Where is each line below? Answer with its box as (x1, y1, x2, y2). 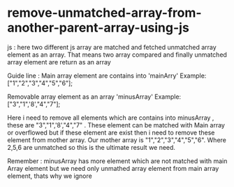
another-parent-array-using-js (7, 20, 190, 36)
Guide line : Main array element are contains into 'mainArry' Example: (7, 71, 207, 80)
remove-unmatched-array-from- (7, 5, 202, 21)
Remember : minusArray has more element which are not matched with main (7, 156, 228, 165)
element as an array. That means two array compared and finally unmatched (7, 50, 227, 59)
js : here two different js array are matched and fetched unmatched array (7, 43, 217, 51)
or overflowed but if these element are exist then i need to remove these (7, 128, 215, 137)
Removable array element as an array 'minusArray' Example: (7, 92, 182, 101)
